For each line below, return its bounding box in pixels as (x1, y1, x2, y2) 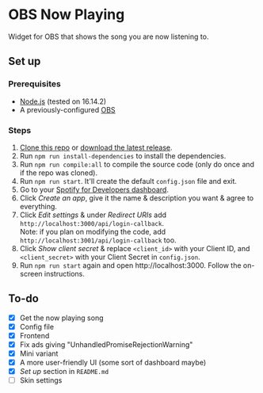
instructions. (44, 269, 85, 278)
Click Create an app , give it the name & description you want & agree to (19, 193, 254, 203)
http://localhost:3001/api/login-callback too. (19, 235, 177, 245)
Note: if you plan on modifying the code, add (19, 227, 166, 236)
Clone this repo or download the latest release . (19, 143, 173, 152)
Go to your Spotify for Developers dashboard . (19, 185, 169, 194)
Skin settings (19, 376, 63, 385)
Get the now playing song (19, 313, 104, 322)
